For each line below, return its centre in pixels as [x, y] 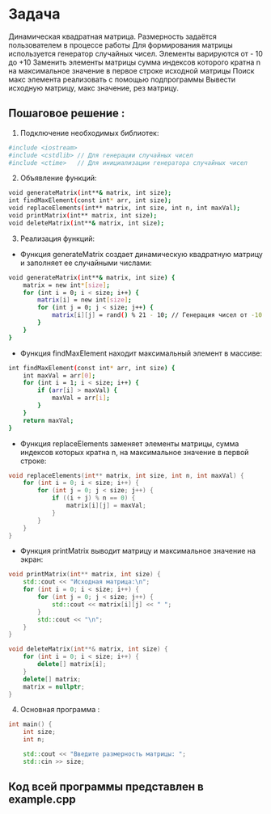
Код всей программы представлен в [106, 787]
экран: [32, 559]
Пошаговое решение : [67, 114]
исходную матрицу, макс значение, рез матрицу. [94, 88]
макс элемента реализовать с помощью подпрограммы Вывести [122, 79]
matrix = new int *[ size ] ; [67, 285]
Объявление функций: [58, 178]
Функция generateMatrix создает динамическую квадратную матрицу [141, 254]
